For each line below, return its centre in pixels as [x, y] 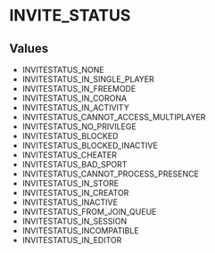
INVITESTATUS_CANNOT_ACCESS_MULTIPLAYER [114, 117]
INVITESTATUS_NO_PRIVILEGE [79, 126]
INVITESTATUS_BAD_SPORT [74, 164]
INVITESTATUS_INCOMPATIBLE [81, 231]
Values [29, 49]
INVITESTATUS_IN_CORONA [74, 98]
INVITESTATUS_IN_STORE [70, 183]
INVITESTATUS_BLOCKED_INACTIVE [90, 145]
